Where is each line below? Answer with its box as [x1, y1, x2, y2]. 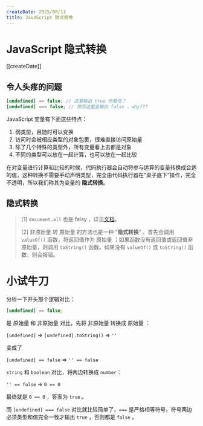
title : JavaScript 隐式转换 [6, 15, 74, 21]
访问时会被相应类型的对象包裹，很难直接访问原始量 [14, 136, 143, 143]
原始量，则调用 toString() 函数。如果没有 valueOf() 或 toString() [21, 243, 187, 251]
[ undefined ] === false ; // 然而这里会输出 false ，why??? [6, 104, 148, 110]
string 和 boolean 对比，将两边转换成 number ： [6, 368, 122, 375]
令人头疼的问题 [6, 82, 62, 92]
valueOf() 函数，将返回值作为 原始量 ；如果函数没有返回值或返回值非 [21, 236, 193, 243]
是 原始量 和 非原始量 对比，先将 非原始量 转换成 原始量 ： [6, 319, 151, 326]
